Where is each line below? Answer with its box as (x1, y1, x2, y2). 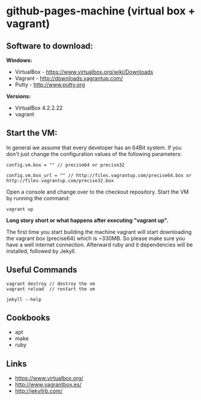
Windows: (6, 57, 32, 64)
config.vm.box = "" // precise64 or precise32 (6, 162, 125, 168)
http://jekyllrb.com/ (14, 387, 63, 395)
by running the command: (6, 194, 70, 201)
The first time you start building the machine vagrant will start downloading (6, 228, 192, 235)
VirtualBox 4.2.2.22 (14, 104, 63, 112)
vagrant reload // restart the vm (6, 286, 95, 292)
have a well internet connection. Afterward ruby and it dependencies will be (6, 241, 193, 248)
